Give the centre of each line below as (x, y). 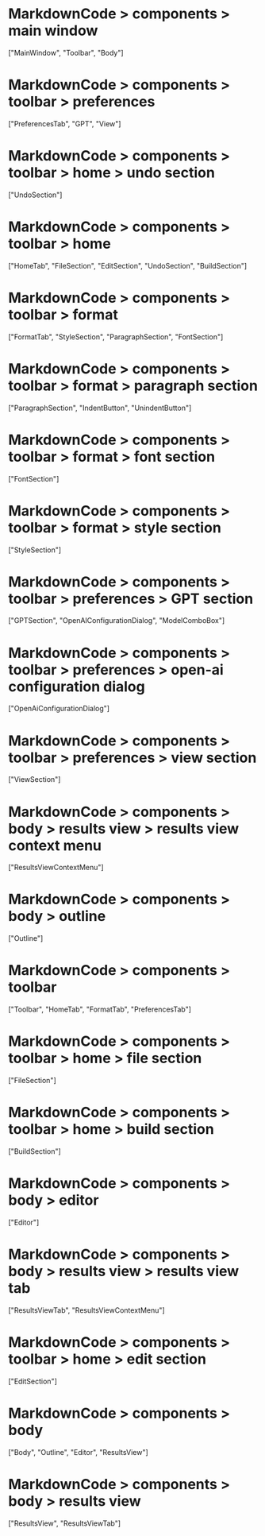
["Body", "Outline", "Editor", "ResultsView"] (78, 1452)
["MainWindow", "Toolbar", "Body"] (66, 52)
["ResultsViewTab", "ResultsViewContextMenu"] (86, 1310)
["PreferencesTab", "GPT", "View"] (65, 123)
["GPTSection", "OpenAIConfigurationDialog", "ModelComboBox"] (117, 621)
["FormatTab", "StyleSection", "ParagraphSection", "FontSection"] (116, 337)
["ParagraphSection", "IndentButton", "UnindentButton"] (100, 408)
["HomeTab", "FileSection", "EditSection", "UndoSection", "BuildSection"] (128, 265)
